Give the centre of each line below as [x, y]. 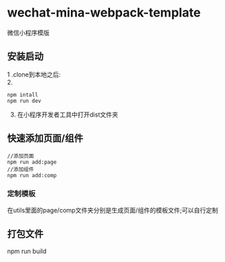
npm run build [27, 251]
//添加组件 [21, 169]
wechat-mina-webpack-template [104, 13]
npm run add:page [32, 162]
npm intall [23, 94]
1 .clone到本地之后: [34, 74]
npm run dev [24, 101]
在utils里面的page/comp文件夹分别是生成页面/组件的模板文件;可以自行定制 [112, 210]
